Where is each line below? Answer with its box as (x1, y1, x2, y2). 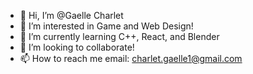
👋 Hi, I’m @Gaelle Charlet (19, 10, 124, 21)
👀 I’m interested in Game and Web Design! (19, 20, 194, 32)
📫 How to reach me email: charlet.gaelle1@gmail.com (19, 53, 243, 64)
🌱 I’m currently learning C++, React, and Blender (19, 31, 220, 42)
